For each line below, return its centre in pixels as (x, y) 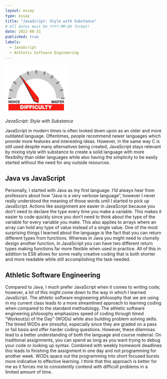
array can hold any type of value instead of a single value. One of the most (82, 228)
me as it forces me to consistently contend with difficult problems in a (77, 367)
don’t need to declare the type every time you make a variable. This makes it (83, 212)
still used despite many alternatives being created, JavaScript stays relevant (83, 147)
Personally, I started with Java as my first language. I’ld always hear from (80, 190)
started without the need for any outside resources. (58, 163)
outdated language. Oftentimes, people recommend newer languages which (83, 136)
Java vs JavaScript (35, 178)
